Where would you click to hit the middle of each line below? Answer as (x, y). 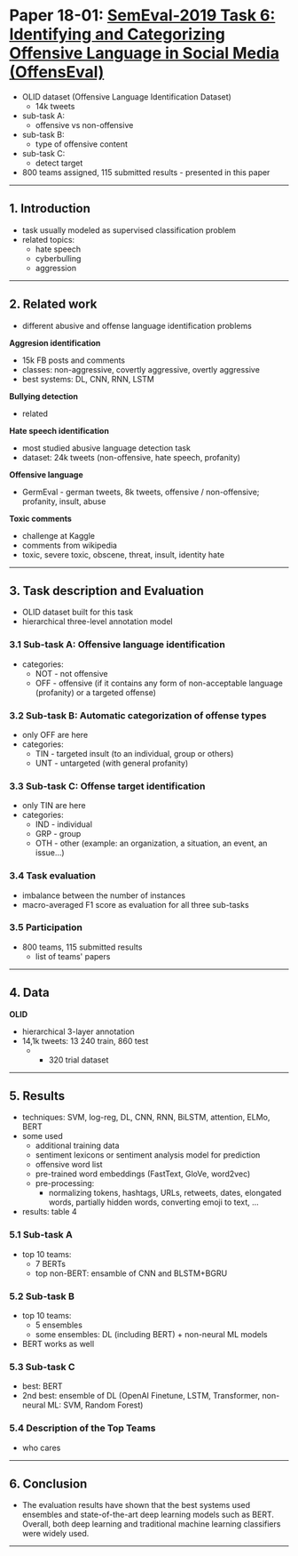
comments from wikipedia (70, 545)
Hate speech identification (59, 430)
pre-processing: (65, 1183)
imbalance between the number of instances (104, 895)
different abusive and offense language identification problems (137, 325)
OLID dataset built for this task (78, 612)
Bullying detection (43, 396)
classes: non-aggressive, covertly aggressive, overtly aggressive (141, 369)
